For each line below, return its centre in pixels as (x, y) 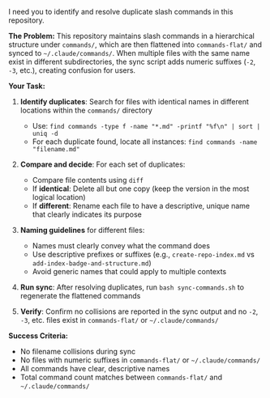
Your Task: (27, 86)
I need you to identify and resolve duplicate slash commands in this (121, 12)
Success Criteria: (39, 336)
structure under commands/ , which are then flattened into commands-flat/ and (135, 44)
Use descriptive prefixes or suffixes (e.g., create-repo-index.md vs (144, 254)
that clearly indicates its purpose (87, 214)
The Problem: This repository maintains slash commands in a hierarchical (132, 36)
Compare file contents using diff (88, 180)
